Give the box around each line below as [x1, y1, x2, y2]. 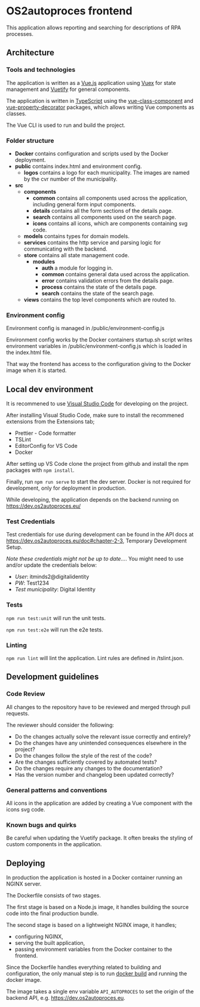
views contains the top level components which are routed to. [23, 296, 176, 303]
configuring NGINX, [14, 933, 64, 940]
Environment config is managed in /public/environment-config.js [6, 325, 165, 332]
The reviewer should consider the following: [6, 721, 115, 728]
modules [32, 258, 56, 265]
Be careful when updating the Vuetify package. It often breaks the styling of [6, 834, 193, 841]
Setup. [6, 544, 23, 551]
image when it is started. [6, 367, 67, 374]
